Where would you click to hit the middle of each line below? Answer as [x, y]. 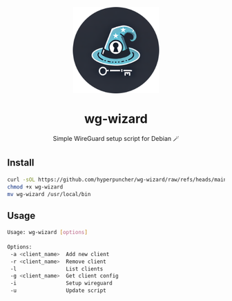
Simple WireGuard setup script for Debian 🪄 [116, 138]
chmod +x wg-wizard [35, 187]
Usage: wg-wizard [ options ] [48, 233]
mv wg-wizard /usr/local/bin [49, 194]
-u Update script [58, 291]
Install [21, 163]
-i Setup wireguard [61, 283]
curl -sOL [21, 179]
